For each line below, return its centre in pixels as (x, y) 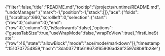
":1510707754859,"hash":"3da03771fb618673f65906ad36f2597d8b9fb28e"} (83, 48)
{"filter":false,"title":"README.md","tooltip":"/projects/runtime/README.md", (82, 7)
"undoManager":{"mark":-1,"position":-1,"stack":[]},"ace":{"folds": (72, 12)
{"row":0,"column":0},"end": (34, 22)
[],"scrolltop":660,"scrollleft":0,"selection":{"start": (56, 17)
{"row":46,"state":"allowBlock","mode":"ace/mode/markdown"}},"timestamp (82, 43)
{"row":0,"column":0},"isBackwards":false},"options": (59, 28)
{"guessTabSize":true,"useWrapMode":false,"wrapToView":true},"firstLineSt (82, 33)
